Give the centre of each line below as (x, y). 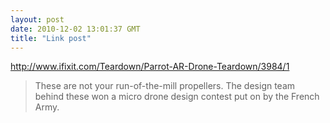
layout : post (37, 19)
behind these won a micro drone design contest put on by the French (177, 97)
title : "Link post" (51, 38)
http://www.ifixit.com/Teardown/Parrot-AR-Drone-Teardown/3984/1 (150, 67)
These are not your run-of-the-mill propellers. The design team (165, 86)
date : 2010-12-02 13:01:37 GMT (75, 29)
